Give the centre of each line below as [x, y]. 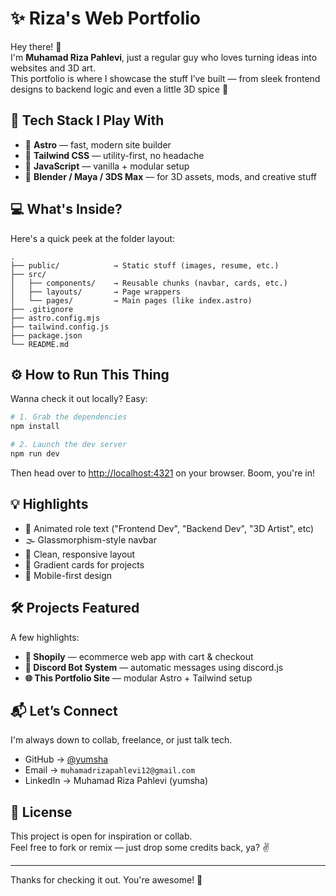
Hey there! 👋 [36, 46]
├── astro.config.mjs [55, 318]
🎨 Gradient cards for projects [84, 564]
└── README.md [40, 344]
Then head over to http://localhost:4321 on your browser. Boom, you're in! [163, 473]
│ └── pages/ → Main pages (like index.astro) [131, 300]
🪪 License [41, 812]
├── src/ [28, 274]
